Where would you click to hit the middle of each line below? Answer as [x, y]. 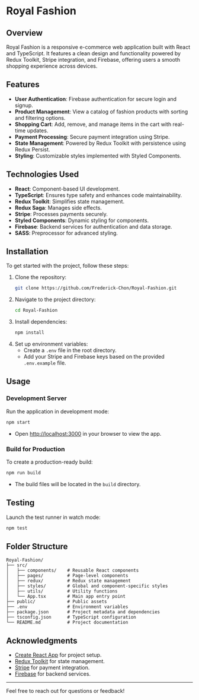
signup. [24, 105]
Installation [27, 251]
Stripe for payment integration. [52, 668]
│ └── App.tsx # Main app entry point [66, 597]
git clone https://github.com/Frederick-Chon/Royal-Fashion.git [96, 288]
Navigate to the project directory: [55, 300]
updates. [38, 130]
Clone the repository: [41, 277]
